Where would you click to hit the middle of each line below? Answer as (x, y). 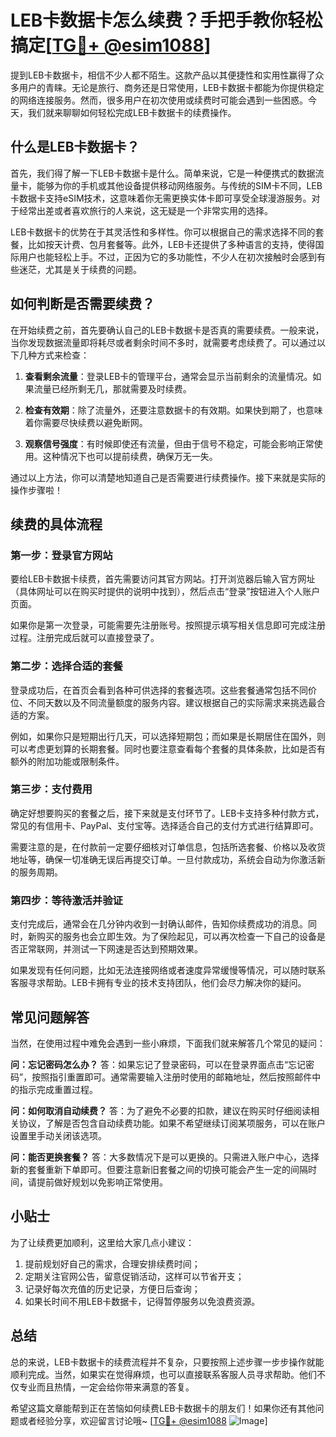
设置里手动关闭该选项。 (58, 1135)
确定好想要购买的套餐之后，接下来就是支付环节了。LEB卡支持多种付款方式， (167, 813)
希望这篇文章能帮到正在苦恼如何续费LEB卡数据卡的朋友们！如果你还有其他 (163, 1408)
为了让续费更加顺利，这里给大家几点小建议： (102, 1242)
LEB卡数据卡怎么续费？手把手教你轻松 (166, 20)
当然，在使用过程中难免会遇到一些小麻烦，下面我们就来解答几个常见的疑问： (168, 1043)
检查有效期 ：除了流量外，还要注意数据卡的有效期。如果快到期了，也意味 (173, 410)
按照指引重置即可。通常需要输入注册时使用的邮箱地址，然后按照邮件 (172, 1077)
